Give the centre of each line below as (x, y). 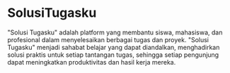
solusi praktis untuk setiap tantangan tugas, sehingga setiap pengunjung (113, 55)
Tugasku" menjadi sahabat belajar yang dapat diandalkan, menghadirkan (114, 47)
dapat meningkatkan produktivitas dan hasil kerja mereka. (92, 62)
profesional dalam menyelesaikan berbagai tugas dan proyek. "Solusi (108, 39)
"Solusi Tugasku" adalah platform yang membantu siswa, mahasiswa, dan (115, 32)
